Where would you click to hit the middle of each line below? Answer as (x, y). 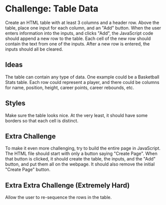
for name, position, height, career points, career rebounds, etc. (70, 87)
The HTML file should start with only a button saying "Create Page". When (82, 153)
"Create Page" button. (28, 169)
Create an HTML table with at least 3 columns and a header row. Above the (82, 22)
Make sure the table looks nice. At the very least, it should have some (77, 115)
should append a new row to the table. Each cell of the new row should (78, 38)
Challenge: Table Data (52, 9)
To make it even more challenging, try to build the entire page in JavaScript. (83, 148)
